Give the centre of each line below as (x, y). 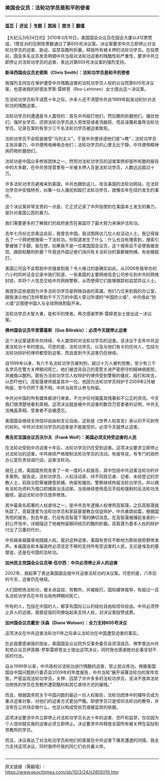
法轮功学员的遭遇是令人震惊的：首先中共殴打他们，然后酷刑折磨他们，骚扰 (80, 116)
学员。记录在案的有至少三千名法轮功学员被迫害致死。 (59, 128)
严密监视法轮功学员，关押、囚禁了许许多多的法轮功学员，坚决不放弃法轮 (86, 678)
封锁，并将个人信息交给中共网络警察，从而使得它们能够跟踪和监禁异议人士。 (82, 281)
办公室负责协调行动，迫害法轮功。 (39, 460)
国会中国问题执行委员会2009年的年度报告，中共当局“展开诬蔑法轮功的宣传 (80, 672)
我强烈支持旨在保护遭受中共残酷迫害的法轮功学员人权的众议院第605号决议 (80, 83)
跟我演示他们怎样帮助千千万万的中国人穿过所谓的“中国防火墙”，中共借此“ (79, 297)
